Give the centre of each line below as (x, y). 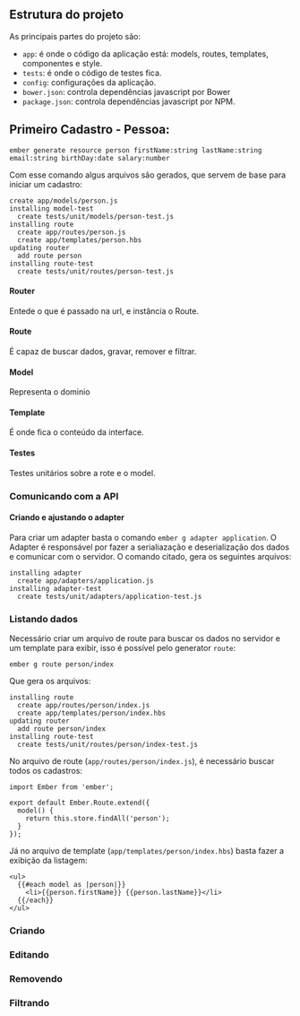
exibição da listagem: (48, 861)
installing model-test (51, 208)
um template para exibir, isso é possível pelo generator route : (123, 648)
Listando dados (44, 619)
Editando (29, 954)
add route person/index (61, 729)
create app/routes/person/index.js (84, 706)
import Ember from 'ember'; (62, 787)
